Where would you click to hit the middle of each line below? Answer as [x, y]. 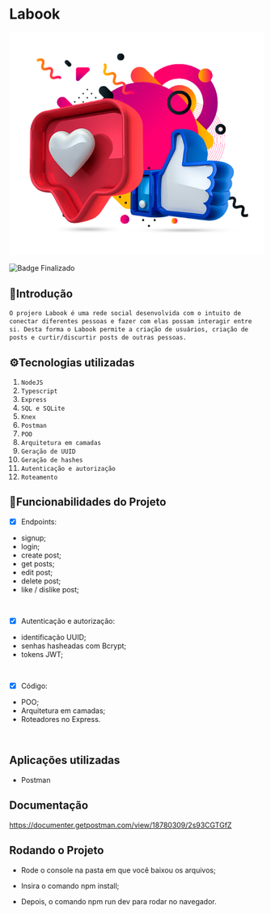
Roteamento [39, 478]
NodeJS [32, 383]
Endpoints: [39, 521]
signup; [34, 538]
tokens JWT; [42, 655]
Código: [34, 686]
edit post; [37, 572]
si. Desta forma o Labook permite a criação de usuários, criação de [129, 330]
